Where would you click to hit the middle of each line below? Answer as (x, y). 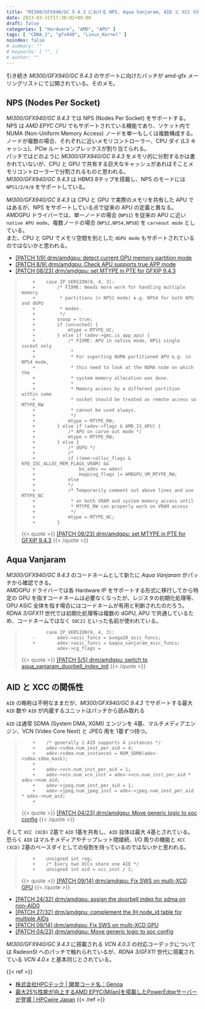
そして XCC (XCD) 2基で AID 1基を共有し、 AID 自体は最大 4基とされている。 (100, 832)
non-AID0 (27, 906)
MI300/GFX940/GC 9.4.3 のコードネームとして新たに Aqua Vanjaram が (97, 575)
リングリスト (22, 83)
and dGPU (32, 304)
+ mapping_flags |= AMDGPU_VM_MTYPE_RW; (105, 475)
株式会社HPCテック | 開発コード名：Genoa (69, 985)
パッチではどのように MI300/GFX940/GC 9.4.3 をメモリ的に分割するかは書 (101, 156)
